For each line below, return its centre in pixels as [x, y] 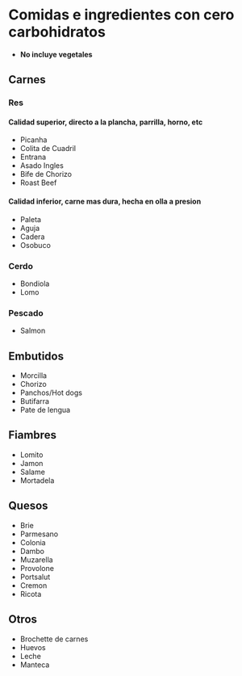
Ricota [31, 594]
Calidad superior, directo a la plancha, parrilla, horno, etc [106, 122]
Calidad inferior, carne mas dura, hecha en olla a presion [105, 202]
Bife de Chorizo [46, 174]
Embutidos [36, 356]
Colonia [33, 542]
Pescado [26, 313]
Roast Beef [38, 183]
